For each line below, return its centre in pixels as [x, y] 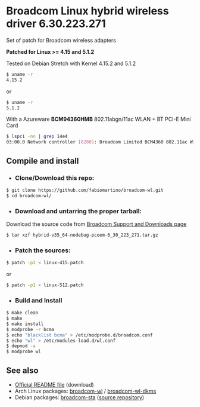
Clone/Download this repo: [54, 178]
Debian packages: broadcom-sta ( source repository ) [79, 397]
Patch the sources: [43, 250]
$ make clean [22, 313]
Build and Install [38, 300]
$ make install [25, 324]
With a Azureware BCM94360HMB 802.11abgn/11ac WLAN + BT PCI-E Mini [99, 119]
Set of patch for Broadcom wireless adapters [61, 40]
